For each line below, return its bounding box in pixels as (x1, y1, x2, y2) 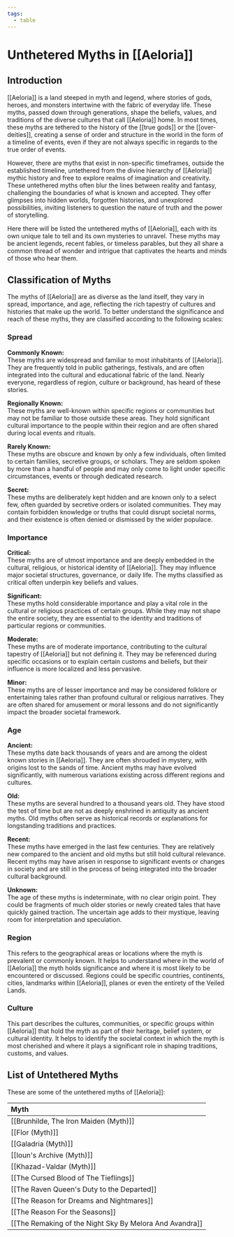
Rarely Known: (7, 442, 51, 451)
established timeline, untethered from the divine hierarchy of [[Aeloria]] (7, 166, 212, 175)
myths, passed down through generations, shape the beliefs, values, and (7, 108, 217, 116)
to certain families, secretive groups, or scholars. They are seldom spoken (7, 457, 221, 465)
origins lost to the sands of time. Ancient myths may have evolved (7, 763, 197, 772)
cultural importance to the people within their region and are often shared (7, 421, 219, 430)
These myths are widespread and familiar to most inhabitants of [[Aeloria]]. (7, 356, 224, 364)
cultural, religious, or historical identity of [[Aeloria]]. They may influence (7, 563, 217, 572)
